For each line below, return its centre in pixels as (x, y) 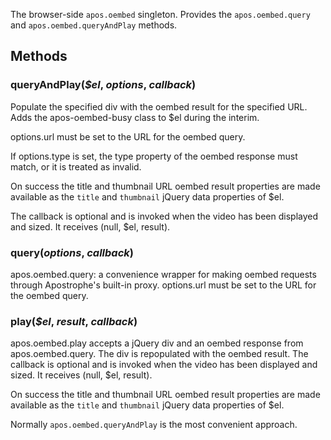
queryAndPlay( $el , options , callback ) (103, 85)
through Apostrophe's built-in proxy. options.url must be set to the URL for (163, 285)
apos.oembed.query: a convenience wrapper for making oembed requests (163, 274)
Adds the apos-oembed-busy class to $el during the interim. (135, 117)
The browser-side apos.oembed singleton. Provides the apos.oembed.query (160, 14)
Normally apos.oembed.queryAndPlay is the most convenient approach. (154, 425)
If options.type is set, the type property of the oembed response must (154, 156)
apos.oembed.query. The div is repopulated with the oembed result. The (159, 354)
